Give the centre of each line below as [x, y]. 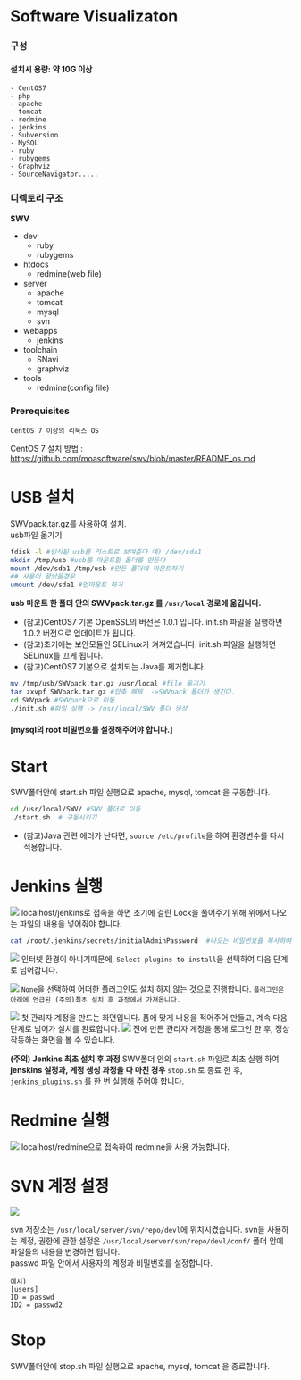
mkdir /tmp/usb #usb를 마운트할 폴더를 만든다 [88, 560]
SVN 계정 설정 [60, 1186]
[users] [25, 1289]
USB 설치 [42, 498]
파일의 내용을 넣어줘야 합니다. [71, 923]
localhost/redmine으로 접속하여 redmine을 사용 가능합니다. [125, 1147]
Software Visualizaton [94, 17]
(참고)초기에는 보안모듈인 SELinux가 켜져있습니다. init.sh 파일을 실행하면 [149, 644]
